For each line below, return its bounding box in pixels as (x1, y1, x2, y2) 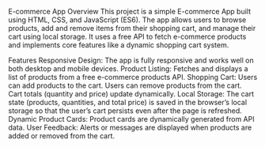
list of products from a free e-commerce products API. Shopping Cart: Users (8, 73, 258, 81)
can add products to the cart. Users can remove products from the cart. (8, 81, 243, 90)
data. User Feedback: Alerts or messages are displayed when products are (8, 122, 252, 132)
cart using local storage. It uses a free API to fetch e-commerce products (8, 32, 247, 41)
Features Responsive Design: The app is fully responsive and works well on (8, 55, 255, 65)
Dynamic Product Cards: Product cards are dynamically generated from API (8, 115, 255, 123)
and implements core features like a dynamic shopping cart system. (8, 40, 229, 50)
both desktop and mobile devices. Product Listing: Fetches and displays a (8, 64, 248, 73)
